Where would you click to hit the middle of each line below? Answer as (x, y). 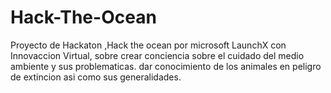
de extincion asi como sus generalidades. (96, 77)
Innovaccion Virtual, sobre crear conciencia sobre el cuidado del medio (157, 55)
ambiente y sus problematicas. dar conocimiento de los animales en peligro (166, 66)
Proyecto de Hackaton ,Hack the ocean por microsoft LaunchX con (148, 45)
